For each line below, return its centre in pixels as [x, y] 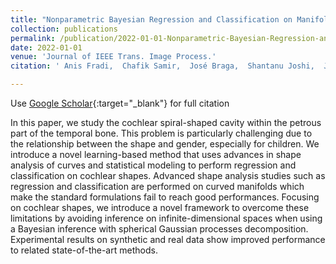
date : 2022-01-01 [46, 47]
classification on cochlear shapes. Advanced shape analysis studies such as [168, 175]
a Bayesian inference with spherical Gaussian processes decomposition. [159, 229]
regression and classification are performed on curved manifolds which [157, 186]
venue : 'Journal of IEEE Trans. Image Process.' [113, 57]
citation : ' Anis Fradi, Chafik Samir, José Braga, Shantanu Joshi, [162, 66]
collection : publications [64, 29]
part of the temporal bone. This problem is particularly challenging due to [161, 133]
